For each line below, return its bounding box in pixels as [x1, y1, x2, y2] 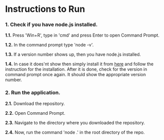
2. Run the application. [5, 89, 61, 96]
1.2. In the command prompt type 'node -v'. [5, 42, 94, 48]
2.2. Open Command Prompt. [5, 110, 66, 116]
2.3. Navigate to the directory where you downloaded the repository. [5, 120, 145, 126]
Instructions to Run [5, 3, 85, 15]
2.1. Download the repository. [5, 100, 65, 106]
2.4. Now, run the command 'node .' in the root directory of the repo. [5, 129, 145, 135]
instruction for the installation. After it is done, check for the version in [5, 66, 147, 72]
